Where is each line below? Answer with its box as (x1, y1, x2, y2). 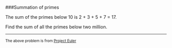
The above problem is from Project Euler (5, 38, 77, 43)
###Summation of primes (5, 5, 59, 10)
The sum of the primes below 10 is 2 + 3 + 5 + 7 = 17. (5, 14, 117, 20)
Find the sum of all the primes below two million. (5, 24, 107, 30)
